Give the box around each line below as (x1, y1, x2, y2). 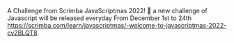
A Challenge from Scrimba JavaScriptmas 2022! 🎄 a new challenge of (7, 7, 208, 15)
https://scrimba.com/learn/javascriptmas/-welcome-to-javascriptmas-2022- (7, 21, 227, 29)
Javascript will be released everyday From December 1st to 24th (7, 14, 192, 22)
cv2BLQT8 (7, 28, 38, 37)
